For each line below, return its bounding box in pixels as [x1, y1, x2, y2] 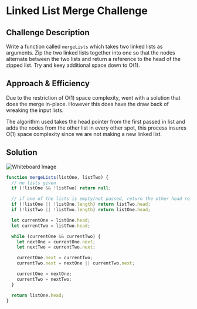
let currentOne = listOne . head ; [11, 217, 91, 223]
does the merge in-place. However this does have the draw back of [6, 100, 169, 107]
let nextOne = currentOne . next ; [16, 239, 96, 245]
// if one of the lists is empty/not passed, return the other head [11, 196, 182, 202]
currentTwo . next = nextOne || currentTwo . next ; [16, 260, 135, 266]
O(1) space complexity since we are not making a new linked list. [6, 130, 162, 137]
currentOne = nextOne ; [16, 271, 72, 277]
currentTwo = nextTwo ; [16, 276, 72, 282]
